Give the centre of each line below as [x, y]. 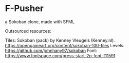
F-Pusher [24, 8]
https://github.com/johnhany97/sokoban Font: [51, 50]
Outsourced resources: [28, 31]
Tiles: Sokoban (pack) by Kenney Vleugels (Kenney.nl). [60, 40]
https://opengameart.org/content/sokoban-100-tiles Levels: [65, 45]
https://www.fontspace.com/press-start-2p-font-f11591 [60, 55]
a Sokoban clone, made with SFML [40, 22]
